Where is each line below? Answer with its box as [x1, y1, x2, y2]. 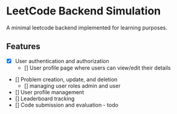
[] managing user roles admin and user [24, 82, 121, 89]
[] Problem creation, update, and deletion [14, 76, 118, 83]
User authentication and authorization [14, 57, 109, 64]
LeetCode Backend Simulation [6, 4, 161, 18]
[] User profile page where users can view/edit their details [24, 64, 171, 71]
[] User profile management [14, 88, 85, 95]
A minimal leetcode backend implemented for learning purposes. [6, 24, 168, 31]
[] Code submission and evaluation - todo [14, 101, 119, 109]
